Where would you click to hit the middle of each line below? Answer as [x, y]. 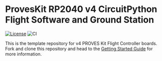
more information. [23, 54]
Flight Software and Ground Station [80, 20]
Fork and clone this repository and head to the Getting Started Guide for [79, 48]
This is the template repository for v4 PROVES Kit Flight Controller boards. [81, 43]
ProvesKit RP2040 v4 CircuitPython [81, 9]
